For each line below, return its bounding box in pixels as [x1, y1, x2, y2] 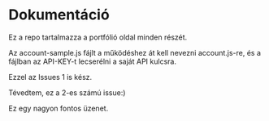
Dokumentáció [8, 6, 110, 24]
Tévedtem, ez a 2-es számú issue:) [8, 87, 126, 98]
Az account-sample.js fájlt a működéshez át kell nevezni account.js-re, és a [8, 48, 262, 57]
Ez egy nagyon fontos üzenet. [8, 103, 109, 113]
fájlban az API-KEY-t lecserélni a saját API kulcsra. [8, 56, 177, 66]
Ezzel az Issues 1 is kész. [8, 72, 93, 81]
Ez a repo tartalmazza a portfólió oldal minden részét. [8, 32, 188, 42]
